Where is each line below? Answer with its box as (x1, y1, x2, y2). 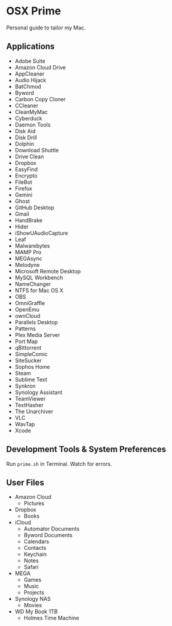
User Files (6, 477, 45, 487)
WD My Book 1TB (14, 608, 58, 615)
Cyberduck (14, 115, 43, 122)
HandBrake (14, 216, 43, 224)
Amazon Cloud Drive (14, 64, 66, 71)
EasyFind (14, 165, 38, 173)
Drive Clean (14, 153, 44, 160)
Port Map (14, 338, 38, 345)
